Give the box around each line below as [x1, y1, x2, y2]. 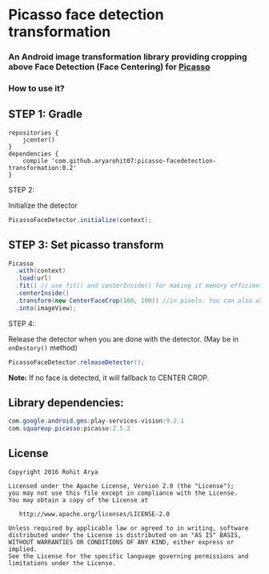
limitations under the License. [8, 559, 116, 567]
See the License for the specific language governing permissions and [8, 552, 249, 560]
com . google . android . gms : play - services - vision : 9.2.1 [8, 417, 184, 426]
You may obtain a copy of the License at [8, 495, 149, 504]
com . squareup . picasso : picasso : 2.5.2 [8, 425, 130, 433]
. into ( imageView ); [15, 304, 78, 312]
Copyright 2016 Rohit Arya [8, 467, 98, 476]
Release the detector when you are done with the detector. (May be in [8, 334, 239, 344]
